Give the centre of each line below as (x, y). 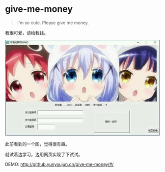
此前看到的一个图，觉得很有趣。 (37, 144)
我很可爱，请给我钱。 (27, 32)
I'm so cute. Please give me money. (53, 23)
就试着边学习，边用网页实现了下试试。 (44, 155)
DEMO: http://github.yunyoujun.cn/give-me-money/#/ (59, 164)
